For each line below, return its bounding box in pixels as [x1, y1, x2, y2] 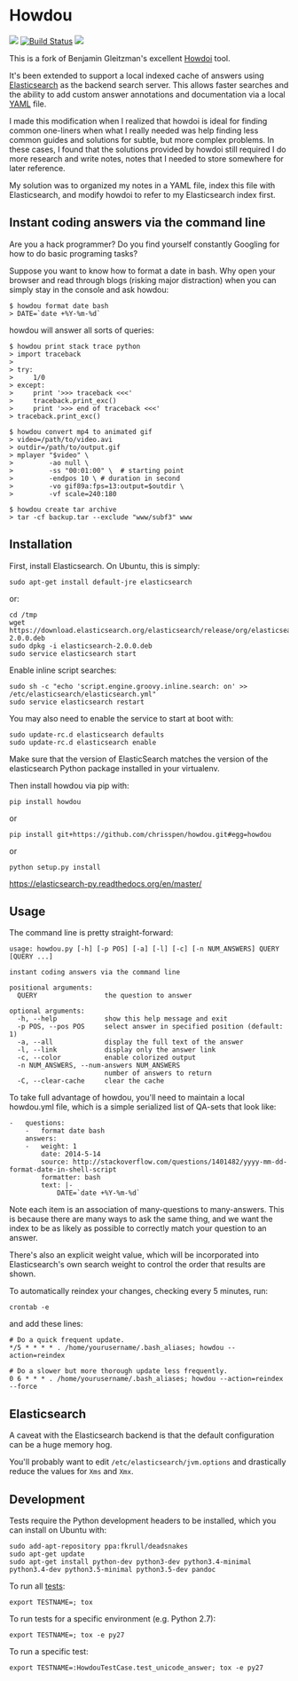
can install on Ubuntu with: [9, 1525, 107, 1535]
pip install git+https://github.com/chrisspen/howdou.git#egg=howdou [9, 830, 272, 839]
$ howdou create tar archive [9, 505, 117, 514]
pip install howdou [9, 797, 82, 806]
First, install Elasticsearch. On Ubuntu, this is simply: [9, 560, 200, 571]
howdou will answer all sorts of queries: [9, 325, 155, 335]
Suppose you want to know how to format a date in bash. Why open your [9, 265, 276, 276]
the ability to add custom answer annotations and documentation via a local [9, 89, 286, 99]
